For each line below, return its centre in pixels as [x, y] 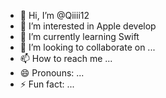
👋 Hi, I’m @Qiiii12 [54, 15]
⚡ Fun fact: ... [47, 84]
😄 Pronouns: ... [52, 73]
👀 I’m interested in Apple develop [88, 26]
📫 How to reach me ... [66, 58]
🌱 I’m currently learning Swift [79, 36]
